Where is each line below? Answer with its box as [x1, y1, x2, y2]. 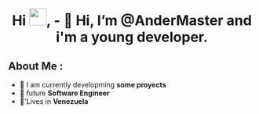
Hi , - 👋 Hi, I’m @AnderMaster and [11, 12, 253, 30]
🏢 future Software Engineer [19, 88, 110, 98]
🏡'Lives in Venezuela [19, 97, 89, 105]
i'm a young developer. [56, 28, 208, 46]
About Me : [8, 59, 64, 73]
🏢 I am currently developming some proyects [19, 80, 166, 89]
